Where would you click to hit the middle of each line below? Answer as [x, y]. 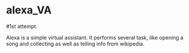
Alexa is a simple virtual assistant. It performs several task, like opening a [95, 37]
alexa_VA [29, 10]
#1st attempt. [22, 26]
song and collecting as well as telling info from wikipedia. [75, 44]
